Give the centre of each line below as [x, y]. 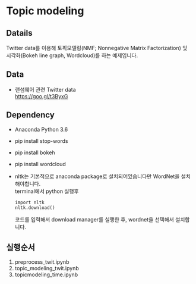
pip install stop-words [41, 141]
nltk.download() [35, 207]
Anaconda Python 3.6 [41, 129]
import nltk [29, 202]
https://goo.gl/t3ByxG [41, 96]
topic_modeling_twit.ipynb [47, 269]
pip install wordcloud [40, 164]
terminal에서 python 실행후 [47, 191]
